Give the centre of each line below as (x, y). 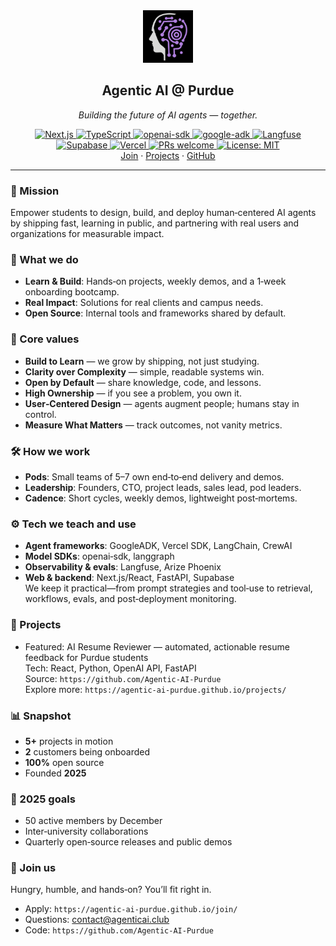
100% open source (64, 762)
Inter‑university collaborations (86, 831)
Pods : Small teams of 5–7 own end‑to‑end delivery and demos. (154, 477)
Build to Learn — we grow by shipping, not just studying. (142, 361)
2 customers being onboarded (87, 751)
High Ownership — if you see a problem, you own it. (133, 393)
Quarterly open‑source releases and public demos (128, 842)
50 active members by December (93, 821)
